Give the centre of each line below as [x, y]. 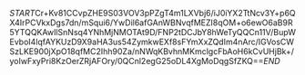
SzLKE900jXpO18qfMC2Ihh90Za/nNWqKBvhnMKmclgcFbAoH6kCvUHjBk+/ [152, 52]
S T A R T [22, 13]
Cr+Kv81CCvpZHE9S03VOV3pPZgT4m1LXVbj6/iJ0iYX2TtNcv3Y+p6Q [165, 13]
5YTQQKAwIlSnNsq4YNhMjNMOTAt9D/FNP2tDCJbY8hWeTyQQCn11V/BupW [152, 32]
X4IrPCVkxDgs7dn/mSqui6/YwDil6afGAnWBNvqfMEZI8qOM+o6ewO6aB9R [151, 23]
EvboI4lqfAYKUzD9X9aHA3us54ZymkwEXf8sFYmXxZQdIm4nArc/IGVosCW [152, 42]
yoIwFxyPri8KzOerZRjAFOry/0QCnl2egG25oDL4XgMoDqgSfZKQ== [137, 61]
